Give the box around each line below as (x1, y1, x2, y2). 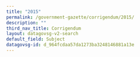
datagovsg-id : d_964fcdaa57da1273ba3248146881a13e (6, 42, 135, 48)
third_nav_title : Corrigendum (6, 25, 82, 31)
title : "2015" (6, 8, 42, 15)
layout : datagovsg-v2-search (6, 31, 79, 37)
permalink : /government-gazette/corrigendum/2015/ (6, 14, 135, 20)
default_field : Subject (6, 36, 66, 42)
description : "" (6, 20, 46, 26)
